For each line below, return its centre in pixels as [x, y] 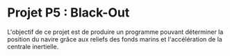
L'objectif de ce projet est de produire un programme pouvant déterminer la [115, 32]
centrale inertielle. [33, 46]
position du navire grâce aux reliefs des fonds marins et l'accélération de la [115, 39]
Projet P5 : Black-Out [68, 13]
